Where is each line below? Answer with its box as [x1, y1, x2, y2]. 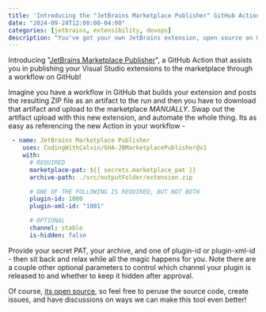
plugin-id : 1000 [28, 195, 83, 203]
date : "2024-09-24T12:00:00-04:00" [8, 19, 126, 27]
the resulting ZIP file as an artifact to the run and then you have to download [8, 96, 256, 105]
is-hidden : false [28, 231, 87, 239]
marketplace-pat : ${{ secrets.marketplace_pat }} [28, 166, 196, 174]
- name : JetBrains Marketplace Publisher [11, 136, 150, 145]
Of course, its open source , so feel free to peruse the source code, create [8, 286, 249, 295]
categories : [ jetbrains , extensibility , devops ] [8, 26, 172, 34]
